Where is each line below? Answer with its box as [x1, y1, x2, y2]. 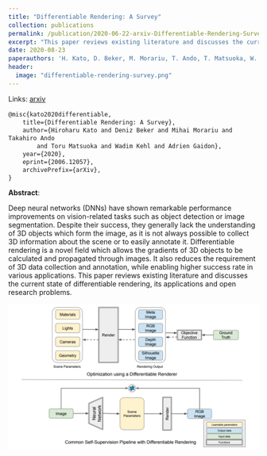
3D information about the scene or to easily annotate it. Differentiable [8, 236, 235, 246]
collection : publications [8, 21, 94, 29]
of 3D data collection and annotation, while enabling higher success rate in [8, 262, 253, 271]
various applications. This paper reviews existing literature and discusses [8, 270, 248, 280]
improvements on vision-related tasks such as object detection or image [8, 211, 245, 221]
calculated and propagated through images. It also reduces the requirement [8, 254, 256, 263]
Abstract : [8, 187, 41, 197]
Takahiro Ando [8, 134, 56, 142]
